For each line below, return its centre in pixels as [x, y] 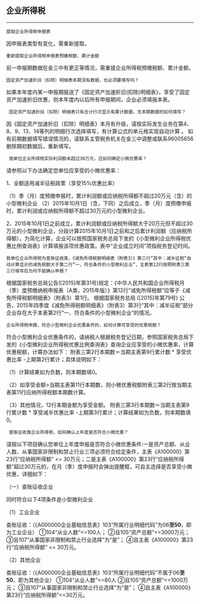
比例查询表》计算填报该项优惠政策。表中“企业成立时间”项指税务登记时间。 [102, 246]
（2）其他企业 [24, 560]
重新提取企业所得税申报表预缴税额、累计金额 [53, 56]
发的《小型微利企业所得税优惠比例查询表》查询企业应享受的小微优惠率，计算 [100, 344]
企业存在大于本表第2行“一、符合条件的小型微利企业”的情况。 [80, 312]
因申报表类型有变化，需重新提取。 [48, 43]
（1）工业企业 [23, 512]
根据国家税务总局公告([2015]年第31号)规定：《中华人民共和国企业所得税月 [96, 283]
